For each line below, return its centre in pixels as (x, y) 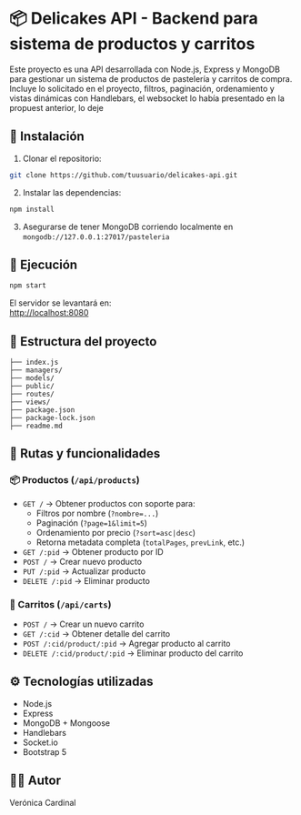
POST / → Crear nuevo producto (82, 561)
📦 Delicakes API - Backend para (134, 19)
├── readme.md (36, 426)
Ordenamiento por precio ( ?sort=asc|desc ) (116, 532)
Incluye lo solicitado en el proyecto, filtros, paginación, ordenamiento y (142, 88)
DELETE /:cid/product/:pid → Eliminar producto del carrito (133, 653)
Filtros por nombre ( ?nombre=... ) (97, 513)
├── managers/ (36, 370)
